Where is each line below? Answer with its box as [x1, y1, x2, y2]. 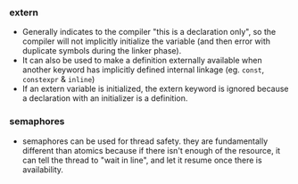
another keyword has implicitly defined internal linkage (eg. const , [21, 64, 265, 75]
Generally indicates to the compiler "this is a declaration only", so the [21, 27, 277, 38]
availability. [21, 163, 64, 175]
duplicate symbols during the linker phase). [21, 46, 182, 56]
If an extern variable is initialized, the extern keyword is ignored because [21, 83, 289, 95]
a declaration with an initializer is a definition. [21, 93, 188, 104]
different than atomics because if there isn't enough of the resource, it [21, 145, 281, 155]
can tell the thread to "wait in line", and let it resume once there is [21, 155, 262, 165]
